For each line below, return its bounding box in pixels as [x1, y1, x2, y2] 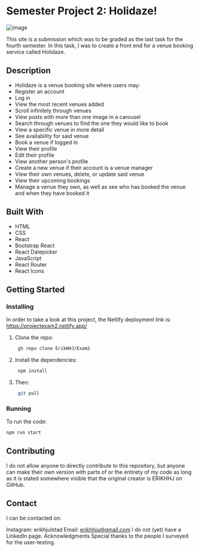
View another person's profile [14, 157, 88, 165]
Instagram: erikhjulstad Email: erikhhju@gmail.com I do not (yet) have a [6, 526, 181, 533]
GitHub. [6, 481, 25, 488]
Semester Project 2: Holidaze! [6, 4, 157, 18]
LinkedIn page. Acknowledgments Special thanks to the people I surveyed [6, 532, 189, 539]
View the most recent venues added [14, 100, 105, 108]
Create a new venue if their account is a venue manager [14, 164, 154, 171]
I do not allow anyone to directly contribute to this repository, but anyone [6, 462, 185, 469]
